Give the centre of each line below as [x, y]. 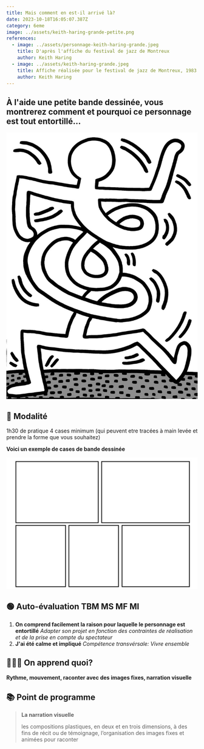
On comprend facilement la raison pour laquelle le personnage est [100, 624]
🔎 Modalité [27, 416]
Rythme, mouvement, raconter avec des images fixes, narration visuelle [99, 677]
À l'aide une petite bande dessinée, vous [85, 102]
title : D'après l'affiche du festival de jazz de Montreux [93, 52]
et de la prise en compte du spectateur [64, 637]
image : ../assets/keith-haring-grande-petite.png [70, 32]
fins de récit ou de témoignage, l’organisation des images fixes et [103, 733]
